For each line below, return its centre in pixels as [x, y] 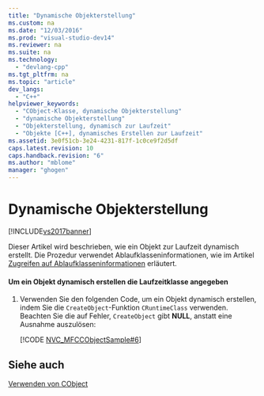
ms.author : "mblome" [42, 163]
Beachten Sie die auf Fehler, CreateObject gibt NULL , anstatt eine [126, 316]
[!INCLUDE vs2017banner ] [50, 231]
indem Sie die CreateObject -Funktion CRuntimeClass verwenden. [124, 308]
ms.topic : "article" [42, 82]
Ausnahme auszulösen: [58, 325]
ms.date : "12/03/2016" [45, 30]
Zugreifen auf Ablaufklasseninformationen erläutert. [93, 263]
